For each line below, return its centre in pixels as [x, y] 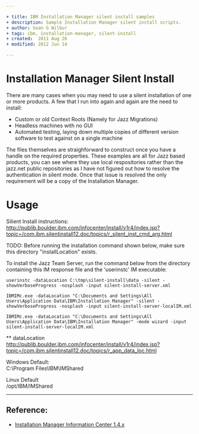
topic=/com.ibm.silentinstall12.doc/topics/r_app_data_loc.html [81, 351]
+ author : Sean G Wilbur [37, 28]
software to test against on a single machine [69, 138]
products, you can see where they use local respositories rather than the [95, 162]
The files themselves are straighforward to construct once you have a [91, 149]
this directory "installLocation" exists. [52, 252]
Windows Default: [28, 362]
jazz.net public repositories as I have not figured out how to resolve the [93, 168]
